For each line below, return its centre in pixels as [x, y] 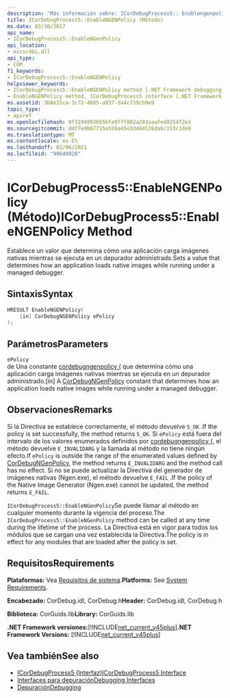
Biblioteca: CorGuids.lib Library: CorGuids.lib [71, 614]
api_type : [21, 58]
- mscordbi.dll [29, 52]
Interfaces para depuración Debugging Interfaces [86, 679]
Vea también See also [53, 656]
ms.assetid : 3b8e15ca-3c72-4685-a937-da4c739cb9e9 [81, 103]
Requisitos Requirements [61, 563]
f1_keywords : [26, 71]
